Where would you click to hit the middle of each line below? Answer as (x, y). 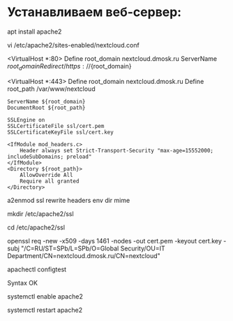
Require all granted (50, 181)
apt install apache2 (35, 31)
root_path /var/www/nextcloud (51, 89)
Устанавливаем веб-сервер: (95, 12)
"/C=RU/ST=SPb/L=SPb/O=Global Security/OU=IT (93, 248)
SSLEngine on (26, 120)
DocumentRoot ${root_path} (46, 108)
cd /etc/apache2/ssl (36, 227)
